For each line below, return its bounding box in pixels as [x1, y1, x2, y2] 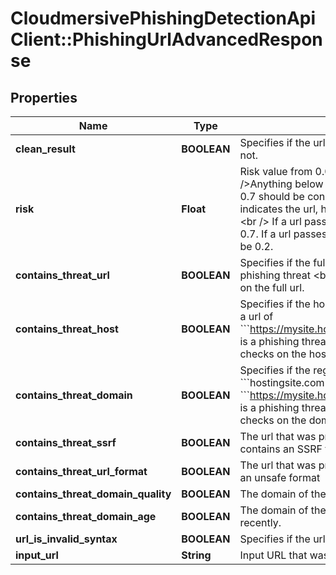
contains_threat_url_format [15, 465, 148, 478]
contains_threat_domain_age [15, 510, 157, 523]
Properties [10, 89, 78, 106]
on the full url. [239, 281, 305, 294]
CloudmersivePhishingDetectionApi [10, 7, 317, 30]
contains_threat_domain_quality [15, 487, 172, 501]
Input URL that [239, 548, 308, 562]
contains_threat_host [15, 322, 119, 336]
